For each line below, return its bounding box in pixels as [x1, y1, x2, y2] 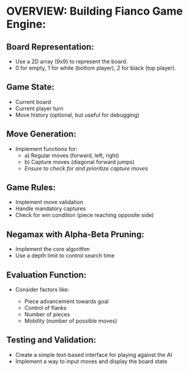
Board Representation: [6, 42, 94, 52]
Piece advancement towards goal [24, 298, 109, 305]
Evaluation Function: [6, 270, 87, 280]
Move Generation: [6, 129, 76, 139]
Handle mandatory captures [15, 205, 86, 212]
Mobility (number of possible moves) [24, 317, 117, 325]
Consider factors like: [15, 286, 70, 293]
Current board [15, 98, 51, 105]
